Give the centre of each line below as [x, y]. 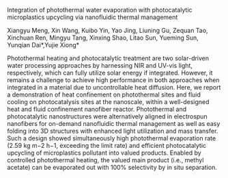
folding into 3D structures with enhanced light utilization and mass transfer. [113, 131]
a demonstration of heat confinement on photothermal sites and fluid [104, 94]
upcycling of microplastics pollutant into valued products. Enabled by [104, 153]
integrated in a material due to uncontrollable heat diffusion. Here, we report [114, 87]
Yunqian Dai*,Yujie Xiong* [43, 45]
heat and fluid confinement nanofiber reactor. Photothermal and [97, 109]
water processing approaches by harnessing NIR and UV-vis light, [100, 65]
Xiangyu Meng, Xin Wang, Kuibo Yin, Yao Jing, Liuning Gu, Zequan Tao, [108, 30]
